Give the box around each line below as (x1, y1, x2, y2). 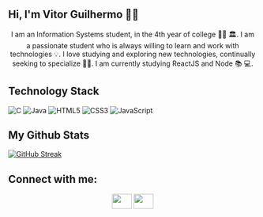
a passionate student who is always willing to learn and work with (26, 40, 239, 50)
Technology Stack (8, 85, 100, 98)
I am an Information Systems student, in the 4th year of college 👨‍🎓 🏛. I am (10, 29, 255, 39)
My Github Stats (8, 128, 89, 143)
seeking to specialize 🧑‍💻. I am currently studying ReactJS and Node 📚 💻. (11, 59, 254, 68)
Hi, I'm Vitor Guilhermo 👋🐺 (8, 8, 140, 21)
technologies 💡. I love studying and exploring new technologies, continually (9, 49, 256, 59)
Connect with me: (8, 172, 98, 186)
